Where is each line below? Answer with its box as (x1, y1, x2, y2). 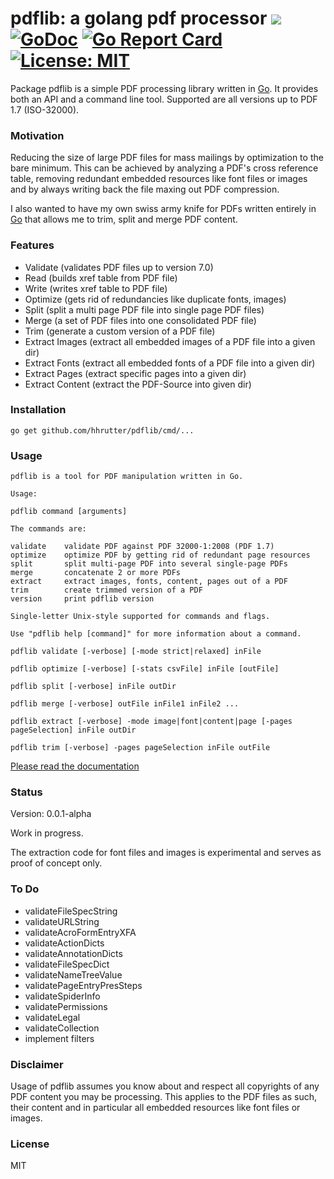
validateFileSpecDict (24, 958, 110, 970)
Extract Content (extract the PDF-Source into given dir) (24, 378, 252, 390)
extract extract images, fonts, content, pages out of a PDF (10, 577, 288, 587)
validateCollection (24, 1022, 100, 1034)
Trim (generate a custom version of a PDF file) (24, 325, 216, 337)
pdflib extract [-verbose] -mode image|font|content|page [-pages (10, 717, 293, 727)
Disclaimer (10, 1057, 64, 1071)
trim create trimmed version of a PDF (10, 585, 203, 596)
